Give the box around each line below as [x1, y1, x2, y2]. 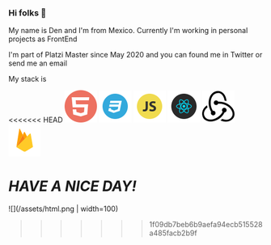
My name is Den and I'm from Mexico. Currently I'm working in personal [8, 26, 248, 36]
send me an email [8, 58, 67, 68]
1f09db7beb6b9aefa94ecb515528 [149, 220, 263, 230]
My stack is [8, 74, 47, 84]
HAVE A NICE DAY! [8, 177, 138, 196]
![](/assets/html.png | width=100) [8, 204, 119, 213]
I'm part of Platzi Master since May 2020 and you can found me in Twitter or [8, 50, 263, 60]
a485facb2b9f [149, 228, 197, 238]
